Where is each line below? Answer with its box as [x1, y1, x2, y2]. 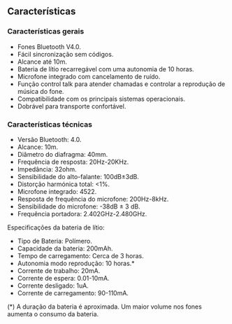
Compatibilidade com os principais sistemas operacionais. [17, 94, 185, 103]
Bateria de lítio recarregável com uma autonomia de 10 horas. [17, 64, 194, 73]
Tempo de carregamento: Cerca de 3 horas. [17, 251, 145, 260]
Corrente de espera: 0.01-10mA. [17, 274, 110, 282]
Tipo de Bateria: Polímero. [17, 237, 92, 245]
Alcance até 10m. [17, 57, 68, 66]
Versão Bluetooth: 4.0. [17, 135, 82, 143]
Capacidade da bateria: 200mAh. [17, 244, 113, 253]
